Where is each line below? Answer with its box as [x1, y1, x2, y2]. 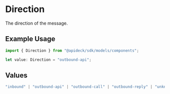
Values [5, 71, 28, 79]
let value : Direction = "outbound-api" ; [5, 57, 92, 62]
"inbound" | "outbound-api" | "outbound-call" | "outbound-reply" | [5, 84, 153, 89]
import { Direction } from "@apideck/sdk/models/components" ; [5, 48, 139, 53]
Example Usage [5, 35, 56, 43]
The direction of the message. [5, 20, 68, 26]
